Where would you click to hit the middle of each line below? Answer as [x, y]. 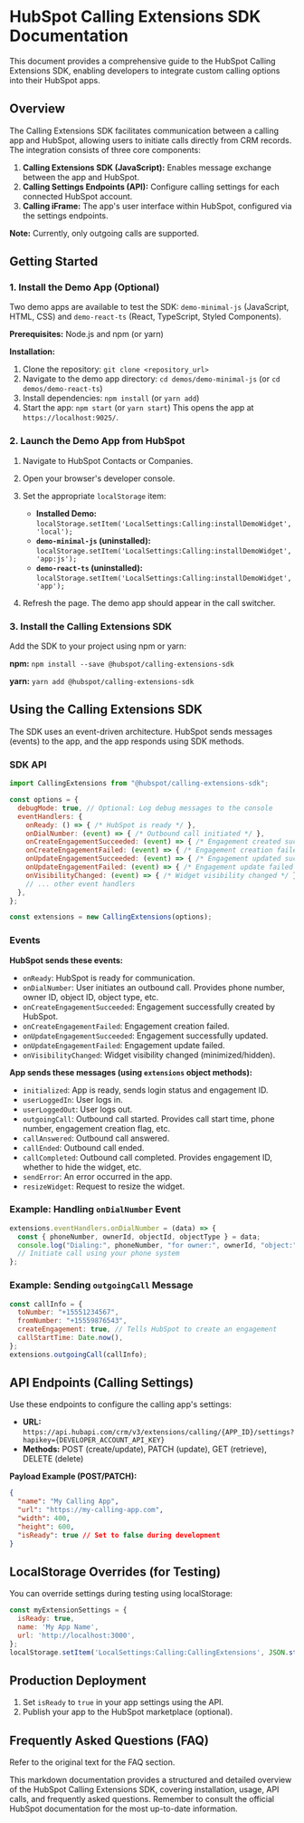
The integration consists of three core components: [105, 150]
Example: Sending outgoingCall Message [101, 1286]
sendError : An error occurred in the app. [97, 1176]
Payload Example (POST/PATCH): [73, 1476]
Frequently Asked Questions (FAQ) [109, 1740]
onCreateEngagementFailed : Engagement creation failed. [126, 1026]
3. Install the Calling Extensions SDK [90, 626]
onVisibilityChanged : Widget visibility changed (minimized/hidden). [149, 1055]
